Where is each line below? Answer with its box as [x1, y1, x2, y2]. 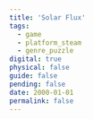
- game [17, 30, 42, 38]
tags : [9, 21, 30, 30]
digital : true [9, 55, 63, 64]
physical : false [9, 64, 70, 72]
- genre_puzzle [17, 47, 74, 55]
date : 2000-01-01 [9, 88, 74, 97]
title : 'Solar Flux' [9, 13, 87, 22]
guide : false [9, 72, 58, 81]
